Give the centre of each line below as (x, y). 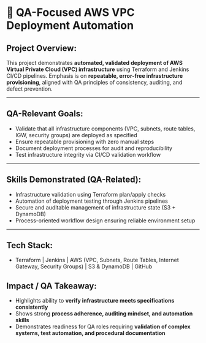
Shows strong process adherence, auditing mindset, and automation (104, 314)
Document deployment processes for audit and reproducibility (94, 148)
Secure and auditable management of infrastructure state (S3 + (95, 207)
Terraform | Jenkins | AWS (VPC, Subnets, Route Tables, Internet (97, 260)
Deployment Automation (70, 25)
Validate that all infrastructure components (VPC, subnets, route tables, (105, 129)
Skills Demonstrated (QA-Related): (74, 180)
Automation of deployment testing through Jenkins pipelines (92, 201)
